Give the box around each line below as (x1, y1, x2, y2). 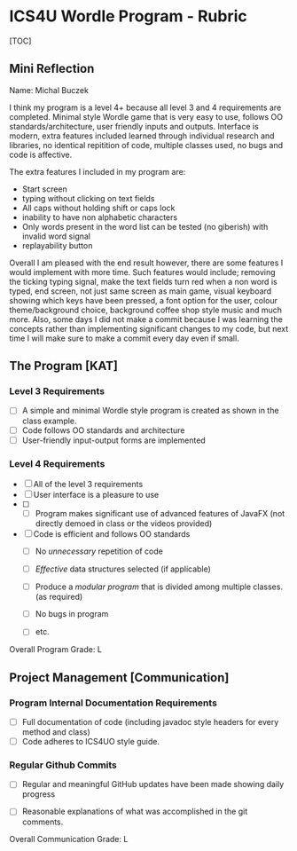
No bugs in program (35, 609, 109, 619)
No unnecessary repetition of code (35, 546, 164, 556)
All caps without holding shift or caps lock (21, 202, 176, 213)
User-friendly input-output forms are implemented (21, 435, 206, 445)
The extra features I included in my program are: (9, 166, 186, 177)
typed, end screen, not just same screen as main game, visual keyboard (9, 286, 272, 296)
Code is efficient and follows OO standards (33, 528, 191, 539)
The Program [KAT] (9, 359, 118, 374)
